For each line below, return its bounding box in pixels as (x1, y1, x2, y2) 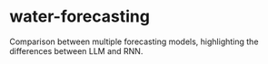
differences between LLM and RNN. (9, 45, 144, 56)
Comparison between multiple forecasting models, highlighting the (9, 36, 259, 47)
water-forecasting (9, 6, 150, 27)
